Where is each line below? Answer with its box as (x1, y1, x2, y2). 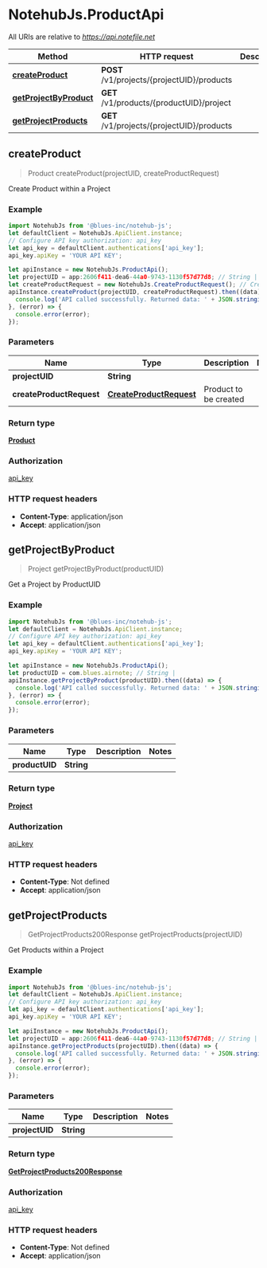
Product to (203, 383, 243, 395)
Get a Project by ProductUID (8, 579, 101, 589)
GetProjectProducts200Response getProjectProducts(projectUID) (27, 930, 243, 940)
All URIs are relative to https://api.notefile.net (8, 32, 156, 41)
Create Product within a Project (8, 183, 111, 193)
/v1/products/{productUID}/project (100, 97, 232, 108)
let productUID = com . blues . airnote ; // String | (8, 669, 176, 677)
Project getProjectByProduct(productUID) (27, 564, 164, 574)
